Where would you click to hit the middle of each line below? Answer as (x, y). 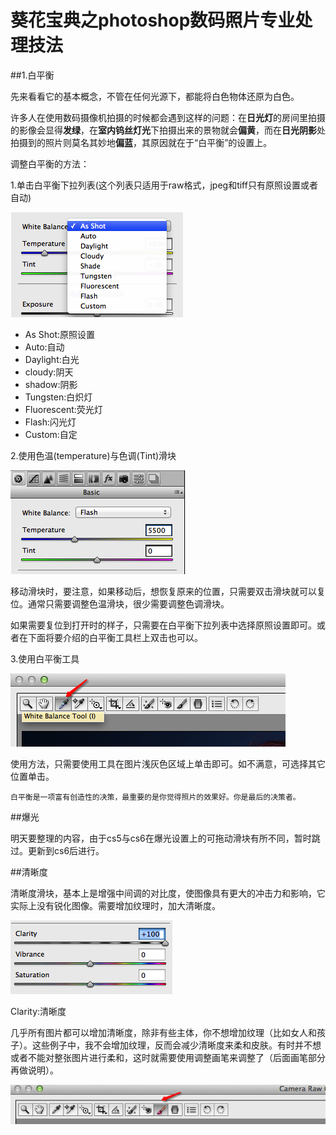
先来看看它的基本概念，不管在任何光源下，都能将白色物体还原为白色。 (155, 96)
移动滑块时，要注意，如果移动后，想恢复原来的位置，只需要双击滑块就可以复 (168, 591)
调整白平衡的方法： (50, 163)
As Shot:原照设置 (60, 334)
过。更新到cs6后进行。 (57, 850)
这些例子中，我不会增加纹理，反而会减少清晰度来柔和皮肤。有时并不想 (176, 1045)
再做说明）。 (34, 1070)
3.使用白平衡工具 (45, 658)
